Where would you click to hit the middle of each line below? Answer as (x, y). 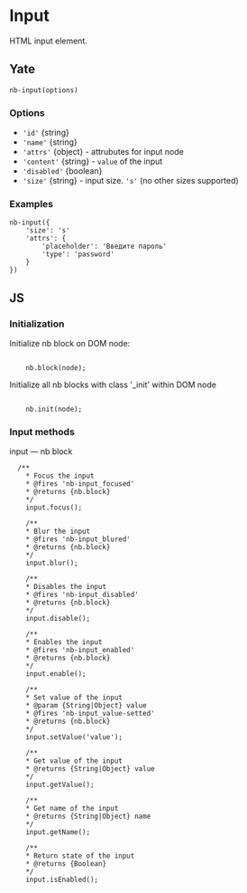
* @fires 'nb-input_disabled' (82, 595)
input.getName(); (58, 832)
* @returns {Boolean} (66, 864)
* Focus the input (60, 476)
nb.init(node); (54, 409)
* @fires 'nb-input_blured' (78, 539)
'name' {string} (50, 142)
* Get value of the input (74, 761)
